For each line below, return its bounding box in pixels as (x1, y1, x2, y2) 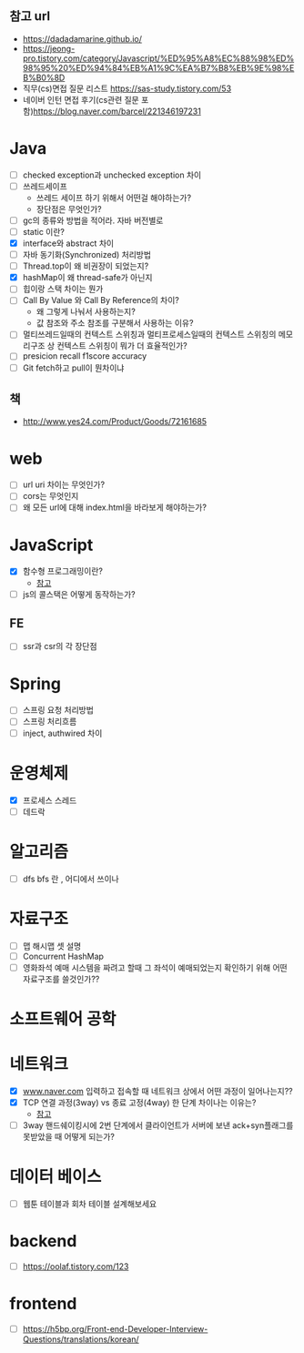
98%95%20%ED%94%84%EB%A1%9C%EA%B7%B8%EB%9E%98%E (22, 62, 295, 73)
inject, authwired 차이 (22, 727, 103, 738)
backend (9, 1231, 77, 1252)
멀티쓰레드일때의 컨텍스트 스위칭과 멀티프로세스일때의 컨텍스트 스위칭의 (22, 329, 277, 340)
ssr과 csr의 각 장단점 (22, 641, 97, 652)
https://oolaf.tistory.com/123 (22, 1261, 129, 1272)
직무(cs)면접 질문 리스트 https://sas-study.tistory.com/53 (22, 83, 232, 94)
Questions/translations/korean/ (22, 1334, 139, 1345)
